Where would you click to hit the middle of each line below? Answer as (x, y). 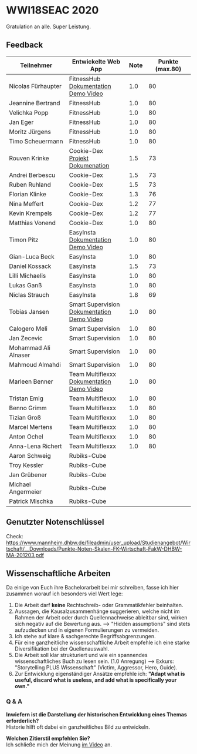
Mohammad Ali (30, 347)
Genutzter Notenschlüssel (55, 522)
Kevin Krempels (31, 213)
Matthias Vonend (32, 223)
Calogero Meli (28, 329)
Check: (15, 536)
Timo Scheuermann (36, 141)
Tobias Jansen (29, 311)
